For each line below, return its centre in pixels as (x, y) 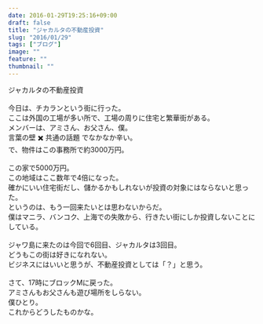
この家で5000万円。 (41, 167)
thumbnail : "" (31, 67)
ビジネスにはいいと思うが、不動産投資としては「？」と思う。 (108, 264)
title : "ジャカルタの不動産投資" (56, 30)
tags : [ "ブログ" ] (35, 45)
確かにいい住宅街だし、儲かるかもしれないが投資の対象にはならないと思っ (128, 187)
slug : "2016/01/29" (40, 37)
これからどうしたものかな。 (53, 311)
